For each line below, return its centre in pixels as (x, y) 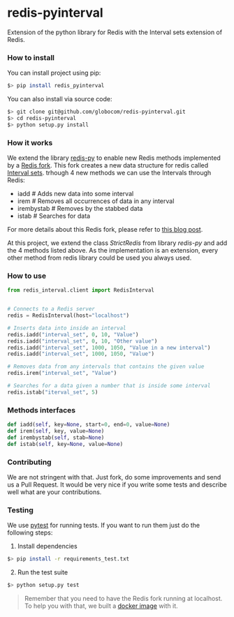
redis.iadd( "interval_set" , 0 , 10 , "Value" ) (73, 334)
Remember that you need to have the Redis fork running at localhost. (123, 598)
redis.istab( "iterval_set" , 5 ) (53, 392)
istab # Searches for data (54, 216)
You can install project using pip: (54, 73)
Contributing (29, 462)
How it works (30, 142)
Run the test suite (43, 572)
